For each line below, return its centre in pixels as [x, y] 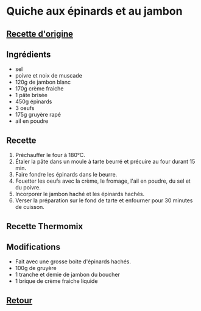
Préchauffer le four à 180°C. [50, 155]
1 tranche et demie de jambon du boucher [68, 275]
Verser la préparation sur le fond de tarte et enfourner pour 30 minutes [104, 200]
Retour [19, 300]
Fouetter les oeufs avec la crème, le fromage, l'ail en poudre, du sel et [103, 181]
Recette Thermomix [45, 226]
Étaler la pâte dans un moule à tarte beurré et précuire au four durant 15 [105, 162]
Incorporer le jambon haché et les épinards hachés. [80, 194]
